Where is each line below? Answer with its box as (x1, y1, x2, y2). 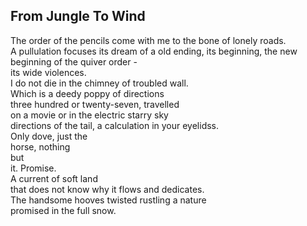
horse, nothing (10, 140, 71, 153)
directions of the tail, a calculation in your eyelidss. (10, 119, 220, 131)
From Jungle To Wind (10, 8, 146, 25)
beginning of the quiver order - (10, 55, 138, 68)
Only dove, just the (10, 130, 88, 142)
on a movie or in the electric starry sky (10, 109, 169, 121)
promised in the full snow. (10, 204, 117, 216)
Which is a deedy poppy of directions (10, 87, 165, 99)
